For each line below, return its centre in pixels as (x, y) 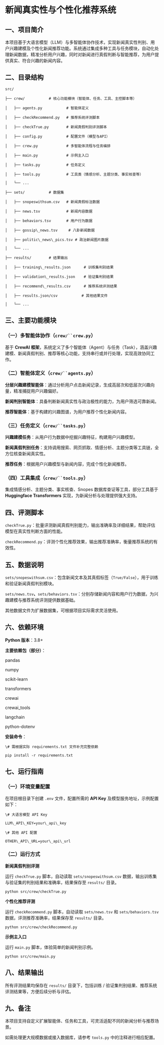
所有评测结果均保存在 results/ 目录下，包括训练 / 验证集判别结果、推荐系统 (81, 985)
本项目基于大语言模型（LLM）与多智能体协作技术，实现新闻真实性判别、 (78, 42)
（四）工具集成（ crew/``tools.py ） (47, 478)
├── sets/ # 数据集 (35, 192)
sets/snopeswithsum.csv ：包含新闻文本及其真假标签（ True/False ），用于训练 (82, 578)
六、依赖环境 (24, 627)
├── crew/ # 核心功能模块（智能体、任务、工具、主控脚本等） (71, 98)
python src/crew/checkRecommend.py (41, 927)
